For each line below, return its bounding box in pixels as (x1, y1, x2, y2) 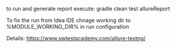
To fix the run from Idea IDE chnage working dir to (6, 17, 131, 23)
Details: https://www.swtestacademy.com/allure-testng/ (6, 35, 146, 41)
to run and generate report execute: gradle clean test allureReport (6, 5, 171, 12)
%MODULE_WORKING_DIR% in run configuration (6, 23, 129, 30)
